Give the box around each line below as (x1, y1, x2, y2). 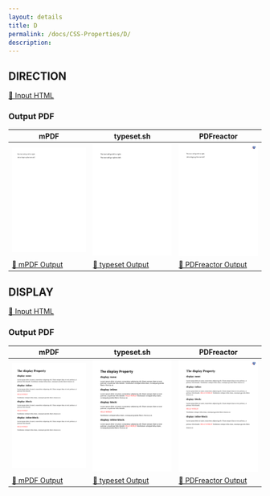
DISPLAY (8, 285, 54, 299)
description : (8, 39, 52, 47)
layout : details (8, 13, 63, 21)
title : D (8, 21, 38, 30)
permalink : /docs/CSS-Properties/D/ (8, 30, 131, 38)
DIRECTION (8, 69, 67, 83)
